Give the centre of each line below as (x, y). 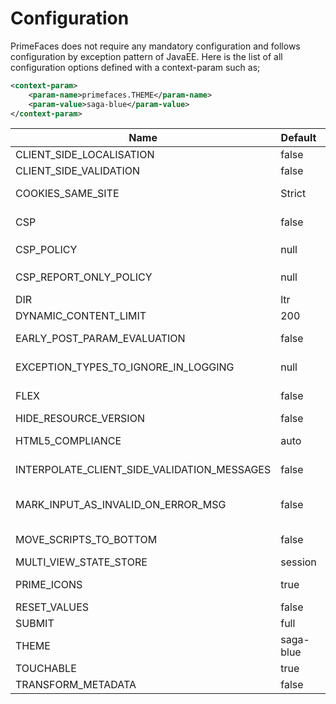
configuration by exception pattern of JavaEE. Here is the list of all (146, 56)
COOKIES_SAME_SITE (67, 194)
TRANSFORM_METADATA (76, 685)
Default (298, 138)
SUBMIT (35, 624)
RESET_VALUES (52, 607)
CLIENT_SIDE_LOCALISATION (85, 155)
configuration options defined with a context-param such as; (135, 67)
